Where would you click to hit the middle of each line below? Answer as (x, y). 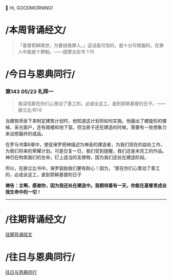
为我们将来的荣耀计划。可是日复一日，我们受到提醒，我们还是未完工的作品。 (86, 151)
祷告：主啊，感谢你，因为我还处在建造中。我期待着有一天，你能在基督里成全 (86, 186)
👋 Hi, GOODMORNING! (29, 8)
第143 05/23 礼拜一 (29, 92)
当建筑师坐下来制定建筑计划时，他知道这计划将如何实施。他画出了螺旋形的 (84, 121)
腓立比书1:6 (30, 110)
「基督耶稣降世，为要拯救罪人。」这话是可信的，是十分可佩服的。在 (89, 45)
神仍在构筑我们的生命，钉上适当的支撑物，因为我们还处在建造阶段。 (77, 157)
